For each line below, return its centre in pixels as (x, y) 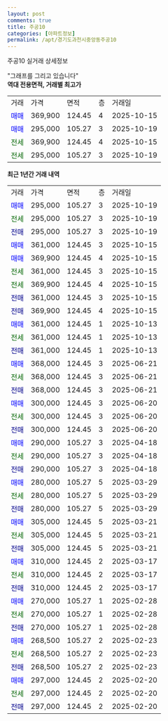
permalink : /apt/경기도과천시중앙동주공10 (62, 40)
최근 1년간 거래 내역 (34, 174)
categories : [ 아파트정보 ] (41, 33)
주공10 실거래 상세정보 (38, 61)
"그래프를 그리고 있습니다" (43, 76)
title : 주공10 (26, 27)
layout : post (26, 14)
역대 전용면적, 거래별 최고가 (44, 84)
